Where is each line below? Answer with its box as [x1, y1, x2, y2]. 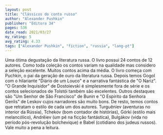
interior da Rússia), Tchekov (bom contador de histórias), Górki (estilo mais [5, 109, 156, 115]
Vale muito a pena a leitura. [5, 124, 60, 130]
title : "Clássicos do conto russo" [5, 12, 78, 17]
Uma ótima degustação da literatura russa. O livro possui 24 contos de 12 [5, 57, 153, 63]
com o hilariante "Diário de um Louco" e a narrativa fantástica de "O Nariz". [5, 78, 157, 84]
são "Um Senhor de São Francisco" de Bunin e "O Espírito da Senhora [5, 93, 146, 99]
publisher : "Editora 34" [5, 21, 56, 26]
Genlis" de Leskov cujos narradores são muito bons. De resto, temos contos [5, 98, 158, 104]
